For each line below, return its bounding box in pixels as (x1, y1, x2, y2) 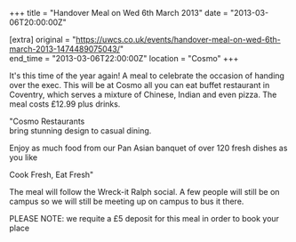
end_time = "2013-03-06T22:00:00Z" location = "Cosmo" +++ (9, 53, 239, 63)
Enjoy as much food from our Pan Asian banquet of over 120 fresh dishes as (9, 142, 288, 153)
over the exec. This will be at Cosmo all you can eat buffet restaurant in (9, 80, 270, 90)
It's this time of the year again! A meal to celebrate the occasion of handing (9, 70, 284, 81)
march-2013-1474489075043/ (9, 44, 121, 54)
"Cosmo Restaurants (9, 116, 85, 126)
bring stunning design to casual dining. (9, 125, 152, 136)
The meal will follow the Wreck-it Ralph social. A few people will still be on (9, 187, 280, 197)
